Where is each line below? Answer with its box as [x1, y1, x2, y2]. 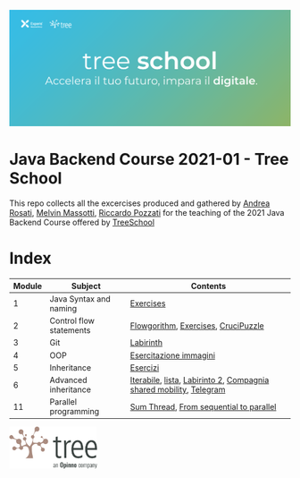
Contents [190, 280, 227, 291]
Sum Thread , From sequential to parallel [129, 401, 277, 412]
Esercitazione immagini [129, 350, 216, 361]
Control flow [49, 315, 96, 327]
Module [12, 280, 43, 291]
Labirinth [129, 337, 163, 348]
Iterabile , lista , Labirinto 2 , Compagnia [129, 375, 270, 386]
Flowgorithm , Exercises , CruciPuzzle [129, 320, 265, 331]
